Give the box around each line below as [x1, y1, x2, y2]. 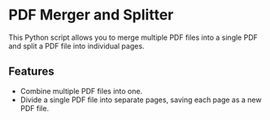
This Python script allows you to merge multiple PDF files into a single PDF [8, 32, 259, 42]
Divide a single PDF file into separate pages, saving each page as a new [20, 95, 262, 105]
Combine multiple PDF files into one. [20, 86, 143, 96]
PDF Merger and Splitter [8, 6, 174, 24]
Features [8, 65, 54, 79]
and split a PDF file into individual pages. [8, 41, 145, 50]
